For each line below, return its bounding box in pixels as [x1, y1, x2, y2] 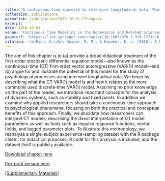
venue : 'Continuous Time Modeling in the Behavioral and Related [5, 30, 141, 35]
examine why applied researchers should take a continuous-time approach [5, 99, 157, 106]
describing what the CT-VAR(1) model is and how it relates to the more [5, 79, 147, 85]
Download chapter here [5, 151, 53, 157]
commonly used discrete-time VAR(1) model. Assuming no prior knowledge [5, 84, 157, 90]
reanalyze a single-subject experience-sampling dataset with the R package [5, 131, 160, 137]
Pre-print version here [5, 160, 50, 166]
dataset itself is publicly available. [5, 141, 74, 148]
